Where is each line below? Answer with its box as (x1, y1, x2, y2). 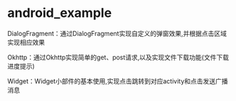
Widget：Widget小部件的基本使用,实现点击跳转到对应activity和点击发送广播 (7, 76, 229, 85)
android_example (7, 5, 112, 21)
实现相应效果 (7, 37, 45, 47)
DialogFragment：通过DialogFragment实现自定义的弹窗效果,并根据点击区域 (7, 29, 227, 37)
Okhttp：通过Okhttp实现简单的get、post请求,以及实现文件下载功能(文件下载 (7, 53, 230, 61)
